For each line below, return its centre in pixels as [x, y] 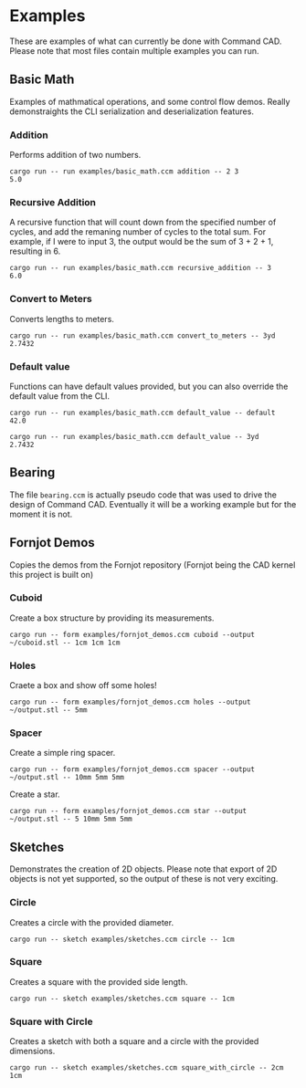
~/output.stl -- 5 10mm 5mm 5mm [71, 819]
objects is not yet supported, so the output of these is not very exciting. [144, 879]
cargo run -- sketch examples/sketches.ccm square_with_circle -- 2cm [147, 1068]
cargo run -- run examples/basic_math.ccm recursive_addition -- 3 [141, 268]
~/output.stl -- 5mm [49, 710]
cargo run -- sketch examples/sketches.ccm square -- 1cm [122, 999]
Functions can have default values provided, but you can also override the [149, 386]
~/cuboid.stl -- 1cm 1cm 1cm [65, 643]
